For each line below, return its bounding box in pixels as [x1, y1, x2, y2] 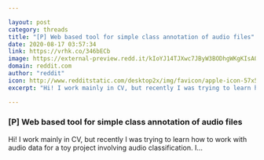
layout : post [8, 18, 51, 26]
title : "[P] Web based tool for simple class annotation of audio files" [8, 33, 255, 41]
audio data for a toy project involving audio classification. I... [8, 143, 203, 152]
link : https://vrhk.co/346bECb [8, 48, 111, 56]
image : [8, 55, 30, 63]
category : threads [8, 25, 68, 34]
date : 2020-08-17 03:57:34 [8, 40, 97, 48]
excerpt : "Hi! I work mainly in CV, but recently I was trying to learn [8, 84, 251, 92]
